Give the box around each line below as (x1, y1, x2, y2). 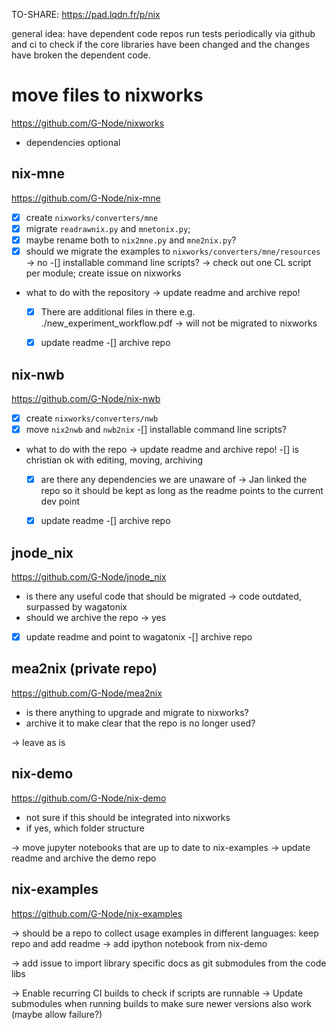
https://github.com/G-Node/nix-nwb (11, 392, 161, 404)
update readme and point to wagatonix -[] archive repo (25, 631, 253, 643)
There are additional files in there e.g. (40, 306, 196, 318)
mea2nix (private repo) (11, 660, 158, 678)
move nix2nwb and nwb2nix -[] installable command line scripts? (25, 424, 287, 435)
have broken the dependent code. (11, 49, 151, 61)
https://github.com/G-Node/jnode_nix (11, 571, 167, 583)
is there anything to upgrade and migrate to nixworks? (25, 706, 249, 718)
